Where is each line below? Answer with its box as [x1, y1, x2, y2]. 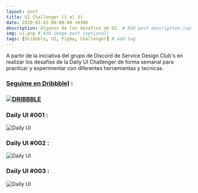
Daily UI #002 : [6, 139, 49, 147]
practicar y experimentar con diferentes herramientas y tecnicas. [6, 65, 164, 71]
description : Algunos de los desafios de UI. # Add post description [6, 25, 181, 31]
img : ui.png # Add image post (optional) [6, 31, 110, 36]
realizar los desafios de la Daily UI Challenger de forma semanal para [6, 58, 174, 65]
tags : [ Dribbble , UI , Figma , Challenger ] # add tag [6, 36, 136, 42]
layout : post [6, 8, 38, 15]
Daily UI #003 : [6, 167, 50, 175]
